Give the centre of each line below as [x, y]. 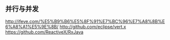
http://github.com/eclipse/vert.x [93, 26]
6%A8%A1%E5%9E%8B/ [32, 26]
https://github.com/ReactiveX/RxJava [44, 32]
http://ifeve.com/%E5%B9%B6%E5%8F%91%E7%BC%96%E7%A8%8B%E [85, 21]
